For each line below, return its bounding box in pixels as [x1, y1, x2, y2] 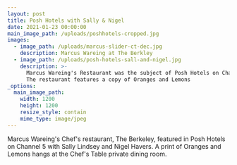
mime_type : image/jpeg [20, 115, 87, 122]
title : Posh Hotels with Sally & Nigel [7, 17, 125, 24]
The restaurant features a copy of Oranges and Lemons [25, 75, 191, 83]
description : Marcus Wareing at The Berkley [20, 50, 153, 57]
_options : [7, 82, 37, 90]
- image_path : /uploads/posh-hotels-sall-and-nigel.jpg [13, 56, 181, 63]
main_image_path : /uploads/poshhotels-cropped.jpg [7, 30, 159, 37]
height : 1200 [20, 102, 59, 109]
